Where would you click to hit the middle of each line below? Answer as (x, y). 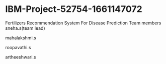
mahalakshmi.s (21, 38)
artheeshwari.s (21, 57)
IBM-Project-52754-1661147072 (74, 9)
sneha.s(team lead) (25, 28)
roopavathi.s (18, 47)
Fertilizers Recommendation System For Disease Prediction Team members (83, 23)
